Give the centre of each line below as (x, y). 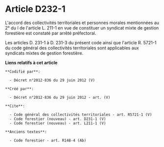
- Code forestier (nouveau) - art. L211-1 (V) (58, 123)
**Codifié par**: (23, 72)
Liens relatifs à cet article (31, 62)
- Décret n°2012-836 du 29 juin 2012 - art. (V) (60, 97)
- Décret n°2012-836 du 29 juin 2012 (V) (52, 80)
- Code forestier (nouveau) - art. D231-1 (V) (58, 119)
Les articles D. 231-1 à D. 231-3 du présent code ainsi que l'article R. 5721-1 (81, 42)
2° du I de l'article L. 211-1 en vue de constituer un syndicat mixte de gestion (82, 28)
